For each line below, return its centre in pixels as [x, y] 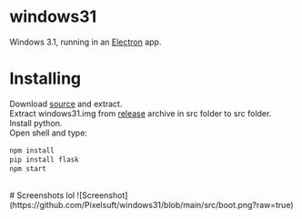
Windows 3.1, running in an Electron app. [86, 42]
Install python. [36, 123]
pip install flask [44, 159]
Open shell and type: [49, 133]
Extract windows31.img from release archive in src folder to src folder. [141, 113]
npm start [28, 169]
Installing [45, 79]
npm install [32, 150]
